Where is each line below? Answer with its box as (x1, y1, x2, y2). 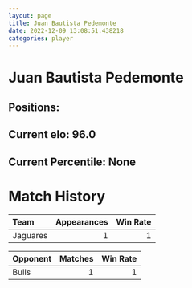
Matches (59, 253, 94, 264)
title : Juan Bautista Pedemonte (8, 19, 116, 27)
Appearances (55, 216, 108, 227)
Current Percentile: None (8, 155, 137, 168)
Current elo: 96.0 (8, 128, 96, 141)
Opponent (12, 253, 52, 264)
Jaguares (12, 229, 48, 241)
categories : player (8, 34, 74, 43)
